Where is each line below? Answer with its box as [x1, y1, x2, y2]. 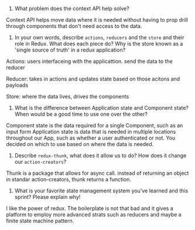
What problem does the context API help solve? [14, 5, 130, 12]
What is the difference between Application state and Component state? [14, 104, 189, 111]
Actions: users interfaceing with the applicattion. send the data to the [6, 58, 173, 65]
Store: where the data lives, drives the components [6, 93, 129, 100]
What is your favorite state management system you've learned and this [14, 187, 189, 194]
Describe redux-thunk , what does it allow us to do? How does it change [14, 152, 187, 159]
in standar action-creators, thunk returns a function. [6, 176, 132, 182]
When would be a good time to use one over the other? [14, 111, 148, 117]
